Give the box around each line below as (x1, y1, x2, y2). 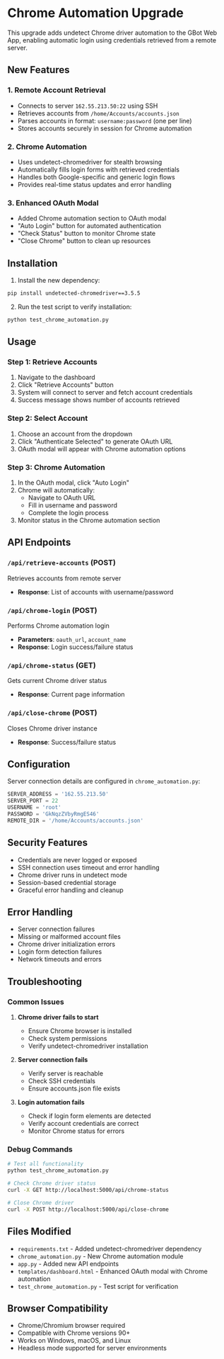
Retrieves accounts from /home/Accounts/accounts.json (17, 108, 179, 118)
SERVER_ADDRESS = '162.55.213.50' (7, 791, 110, 798)
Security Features (7, 837, 88, 849)
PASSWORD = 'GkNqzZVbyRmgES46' (7, 811, 100, 818)
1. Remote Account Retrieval (7, 85, 106, 95)
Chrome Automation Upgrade (7, 5, 184, 21)
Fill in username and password (28, 501, 118, 509)
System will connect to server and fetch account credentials (17, 388, 193, 397)
